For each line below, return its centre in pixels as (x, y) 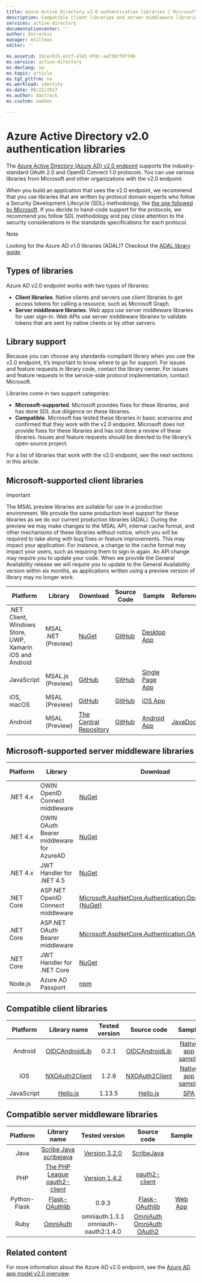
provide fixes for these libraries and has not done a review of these (98, 431)
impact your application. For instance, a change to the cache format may (96, 545)
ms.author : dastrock (32, 96)
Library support (36, 341)
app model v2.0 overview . (38, 1274)
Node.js (20, 983)
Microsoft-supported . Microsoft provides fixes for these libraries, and (102, 405)
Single (151, 673)
